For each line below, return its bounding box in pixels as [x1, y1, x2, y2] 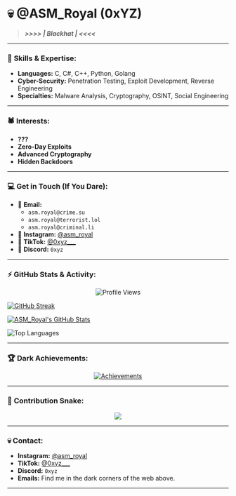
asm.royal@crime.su [27, 209, 86, 216]
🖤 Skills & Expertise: [7, 53, 77, 63]
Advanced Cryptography [17, 149, 93, 158]
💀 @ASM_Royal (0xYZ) [7, 6, 143, 22]
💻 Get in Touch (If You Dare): [7, 182, 108, 192]
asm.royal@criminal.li [27, 224, 95, 231]
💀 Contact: [7, 436, 44, 445]
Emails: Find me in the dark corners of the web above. [17, 474, 176, 483]
